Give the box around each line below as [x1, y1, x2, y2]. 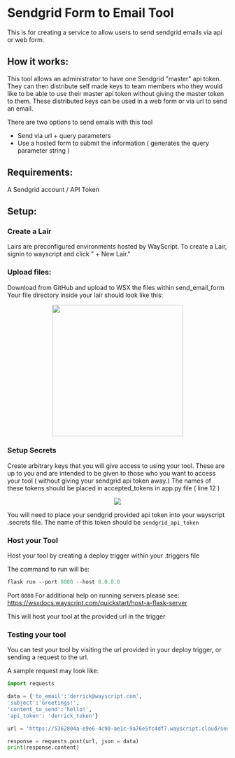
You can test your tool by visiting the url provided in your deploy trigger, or [7, 646, 222, 654]
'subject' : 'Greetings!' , [7, 699, 80, 707]
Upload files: [7, 268, 52, 277]
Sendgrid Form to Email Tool [7, 5, 174, 21]
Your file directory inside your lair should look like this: [7, 291, 164, 299]
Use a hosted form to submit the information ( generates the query [17, 139, 210, 147]
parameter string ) [17, 146, 70, 155]
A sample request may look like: [7, 667, 99, 675]
